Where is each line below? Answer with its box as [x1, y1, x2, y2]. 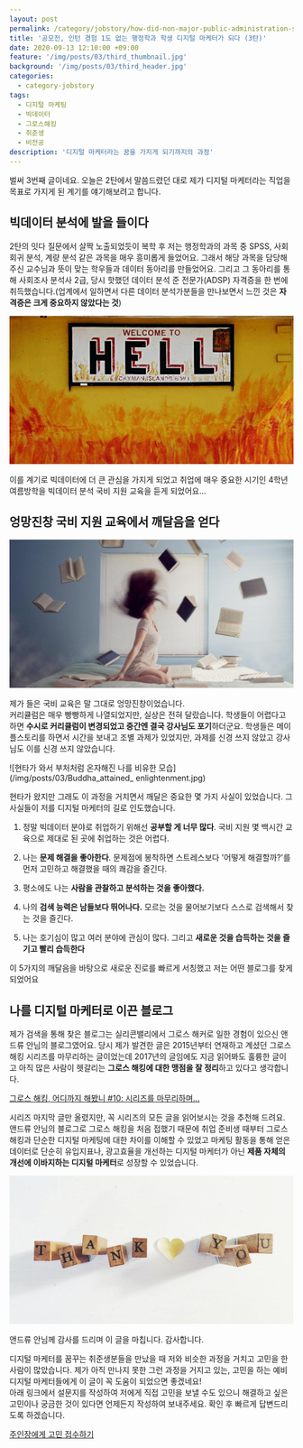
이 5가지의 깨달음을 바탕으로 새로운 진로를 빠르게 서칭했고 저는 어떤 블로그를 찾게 [9, 963, 293, 973]
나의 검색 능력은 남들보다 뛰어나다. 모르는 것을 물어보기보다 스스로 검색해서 [22, 902, 285, 913]
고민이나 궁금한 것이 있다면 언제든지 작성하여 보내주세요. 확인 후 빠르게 [9, 1398, 257, 1409]
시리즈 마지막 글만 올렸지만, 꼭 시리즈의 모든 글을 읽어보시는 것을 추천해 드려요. [9, 1111, 286, 1122]
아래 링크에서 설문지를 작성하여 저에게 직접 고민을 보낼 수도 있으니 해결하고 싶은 [9, 1388, 289, 1398]
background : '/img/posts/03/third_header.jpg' [9, 62, 188, 71]
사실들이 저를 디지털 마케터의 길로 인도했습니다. [9, 803, 176, 814]
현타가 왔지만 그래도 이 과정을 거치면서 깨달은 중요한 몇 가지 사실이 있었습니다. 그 [9, 791, 293, 802]
